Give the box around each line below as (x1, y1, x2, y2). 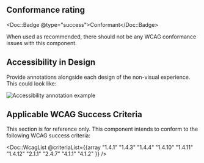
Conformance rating (6, 5, 86, 15)
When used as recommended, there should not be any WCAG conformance (6, 33, 197, 40)
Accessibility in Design (6, 57, 96, 68)
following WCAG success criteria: (6, 132, 90, 139)
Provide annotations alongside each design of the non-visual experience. (6, 73, 191, 81)
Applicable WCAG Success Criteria (6, 109, 142, 120)
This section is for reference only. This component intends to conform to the (6, 125, 199, 133)
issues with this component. (6, 39, 78, 46)
